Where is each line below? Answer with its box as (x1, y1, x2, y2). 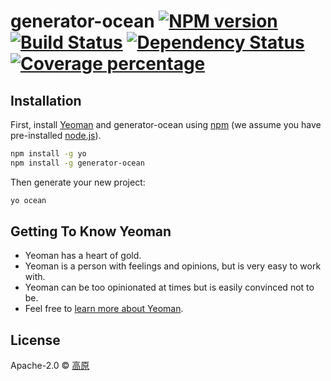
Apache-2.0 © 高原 (10, 360, 90, 372)
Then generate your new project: (10, 176, 146, 188)
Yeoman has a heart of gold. (24, 250, 142, 262)
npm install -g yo (10, 149, 87, 159)
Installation (10, 92, 82, 109)
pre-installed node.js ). (10, 130, 102, 141)
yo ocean (10, 195, 47, 205)
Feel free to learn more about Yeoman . (24, 303, 184, 315)
